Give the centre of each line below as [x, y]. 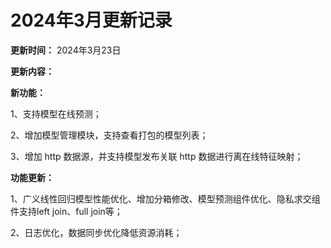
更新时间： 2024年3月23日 [66, 50]
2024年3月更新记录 [91, 20]
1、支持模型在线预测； [56, 113]
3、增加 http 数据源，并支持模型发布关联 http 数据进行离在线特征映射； [157, 156]
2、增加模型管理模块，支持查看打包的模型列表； [109, 135]
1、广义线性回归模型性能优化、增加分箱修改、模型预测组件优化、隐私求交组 [165, 198]
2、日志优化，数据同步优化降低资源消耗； [96, 232]
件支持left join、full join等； [66, 211]
